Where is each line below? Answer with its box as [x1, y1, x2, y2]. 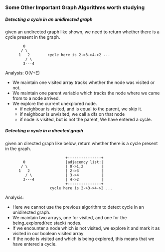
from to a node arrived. [12, 95, 60, 101]
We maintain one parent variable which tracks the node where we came [12, 90, 160, 96]
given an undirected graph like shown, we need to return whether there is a [5, 29, 160, 35]
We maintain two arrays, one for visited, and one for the [12, 214, 127, 220]
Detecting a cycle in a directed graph [5, 128, 84, 134]
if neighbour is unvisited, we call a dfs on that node [19, 111, 125, 117]
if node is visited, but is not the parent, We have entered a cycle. [19, 116, 152, 122]
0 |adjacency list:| [23, 160, 104, 165]
